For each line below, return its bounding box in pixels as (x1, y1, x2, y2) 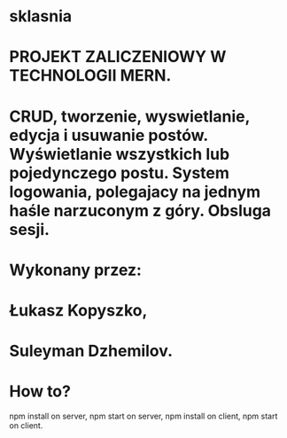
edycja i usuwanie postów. (9, 125, 208, 145)
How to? (9, 381, 71, 402)
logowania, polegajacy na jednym (9, 182, 261, 201)
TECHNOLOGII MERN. (9, 66, 172, 86)
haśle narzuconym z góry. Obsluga (9, 200, 272, 221)
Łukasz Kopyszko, (9, 300, 148, 320)
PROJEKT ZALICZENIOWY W (9, 47, 227, 67)
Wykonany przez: (9, 260, 142, 280)
